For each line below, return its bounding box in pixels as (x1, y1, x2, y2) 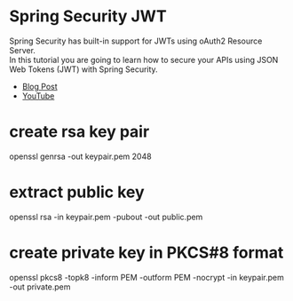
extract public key (9, 182, 145, 202)
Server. (9, 44, 36, 55)
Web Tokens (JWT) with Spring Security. (9, 64, 158, 75)
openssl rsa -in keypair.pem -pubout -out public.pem (9, 211, 203, 222)
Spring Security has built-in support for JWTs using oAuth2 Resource (9, 36, 263, 46)
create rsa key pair (9, 122, 150, 142)
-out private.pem (9, 281, 71, 292)
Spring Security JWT (9, 6, 167, 27)
